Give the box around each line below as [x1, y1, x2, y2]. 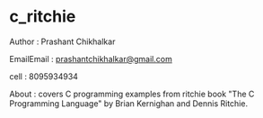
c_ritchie [9, 6, 76, 27]
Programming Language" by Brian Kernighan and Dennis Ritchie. [9, 97, 249, 109]
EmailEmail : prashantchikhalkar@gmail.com [9, 53, 172, 64]
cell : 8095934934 [9, 70, 79, 82]
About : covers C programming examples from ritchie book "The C [9, 88, 255, 99]
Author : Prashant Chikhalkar [9, 36, 116, 47]
